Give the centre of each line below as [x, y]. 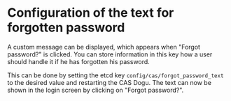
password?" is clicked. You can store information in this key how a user [110, 54]
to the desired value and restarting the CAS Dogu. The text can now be [110, 82]
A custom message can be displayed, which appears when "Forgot [104, 47]
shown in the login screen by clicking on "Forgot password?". [96, 90]
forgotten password [66, 28]
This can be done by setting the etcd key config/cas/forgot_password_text [115, 75]
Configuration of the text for [91, 13]
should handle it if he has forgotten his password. [79, 61]
